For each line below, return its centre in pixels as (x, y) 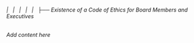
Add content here (29, 35)
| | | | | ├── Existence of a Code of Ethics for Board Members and (97, 10)
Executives (20, 16)
